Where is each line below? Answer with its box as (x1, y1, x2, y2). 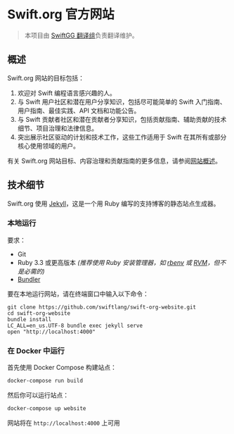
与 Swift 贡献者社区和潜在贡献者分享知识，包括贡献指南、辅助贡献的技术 (17, 115, 227, 123)
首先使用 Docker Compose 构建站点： (7, 364, 117, 372)
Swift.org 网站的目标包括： (7, 73, 85, 82)
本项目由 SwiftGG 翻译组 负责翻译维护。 (24, 31, 138, 39)
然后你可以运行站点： (7, 391, 69, 399)
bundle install (7, 316, 52, 323)
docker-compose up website (7, 405, 86, 412)
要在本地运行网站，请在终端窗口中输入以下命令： (7, 290, 149, 298)
